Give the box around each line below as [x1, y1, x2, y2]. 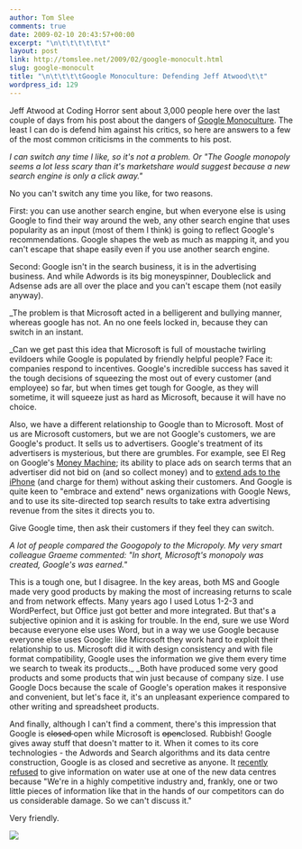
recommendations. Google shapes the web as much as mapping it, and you [9, 233, 290, 244]
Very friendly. [9, 812, 60, 823]
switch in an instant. [9, 326, 84, 337]
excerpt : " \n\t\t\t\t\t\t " [9, 38, 111, 48]
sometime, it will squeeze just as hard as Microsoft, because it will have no [9, 391, 287, 402]
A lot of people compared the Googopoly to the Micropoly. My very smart [9, 540, 282, 551]
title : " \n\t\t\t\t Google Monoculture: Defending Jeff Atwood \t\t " [9, 72, 269, 81]
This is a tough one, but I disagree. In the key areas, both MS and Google [9, 576, 280, 587]
